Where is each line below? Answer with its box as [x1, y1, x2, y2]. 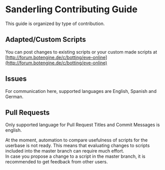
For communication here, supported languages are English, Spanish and [5, 88, 157, 94]
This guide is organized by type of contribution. [5, 20, 105, 27]
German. [5, 93, 24, 100]
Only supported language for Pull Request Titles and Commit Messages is [5, 122, 160, 128]
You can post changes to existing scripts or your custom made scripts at [5, 48, 157, 55]
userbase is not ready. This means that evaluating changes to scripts [5, 142, 150, 149]
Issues [5, 75, 27, 83]
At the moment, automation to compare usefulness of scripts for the [5, 137, 148, 143]
